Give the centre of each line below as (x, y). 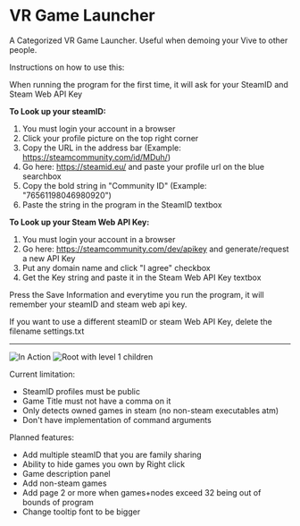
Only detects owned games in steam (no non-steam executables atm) (150, 410)
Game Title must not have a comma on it (96, 401)
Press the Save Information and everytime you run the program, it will (137, 294)
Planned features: (42, 437)
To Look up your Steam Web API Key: (79, 222)
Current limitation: (42, 374)
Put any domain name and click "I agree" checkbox (117, 267)
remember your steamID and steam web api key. (98, 304)
